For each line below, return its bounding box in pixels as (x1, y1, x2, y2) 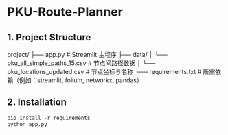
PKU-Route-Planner (7, 4, 124, 20)
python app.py (7, 121, 48, 127)
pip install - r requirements (7, 114, 91, 121)
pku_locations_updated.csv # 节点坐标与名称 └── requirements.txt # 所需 (7, 68, 216, 75)
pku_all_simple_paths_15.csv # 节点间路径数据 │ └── (7, 59, 156, 67)
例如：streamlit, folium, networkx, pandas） (19, 76, 143, 84)
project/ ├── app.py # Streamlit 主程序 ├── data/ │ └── (7, 51, 168, 58)
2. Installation (7, 97, 67, 108)
